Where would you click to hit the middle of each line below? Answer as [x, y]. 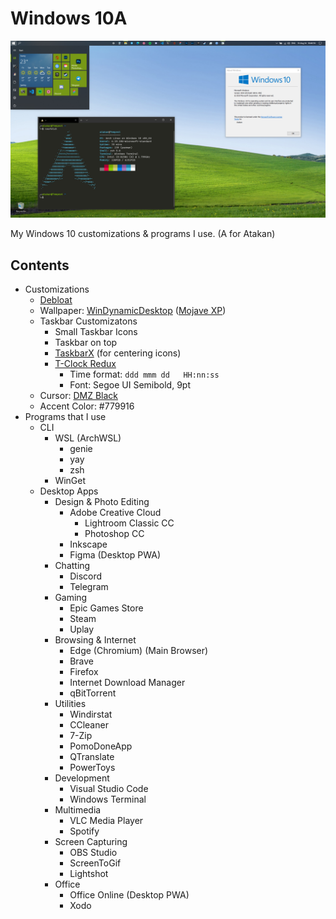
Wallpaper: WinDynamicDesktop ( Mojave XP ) [133, 311]
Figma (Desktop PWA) [115, 555]
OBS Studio [93, 853]
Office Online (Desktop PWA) [129, 895]
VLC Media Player [106, 821]
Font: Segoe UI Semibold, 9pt [130, 385]
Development [82, 778]
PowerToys [92, 768]
